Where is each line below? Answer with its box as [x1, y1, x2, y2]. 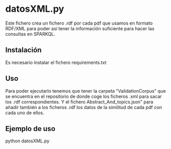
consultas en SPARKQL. [5, 31, 55, 37]
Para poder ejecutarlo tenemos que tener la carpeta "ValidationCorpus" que [5, 88, 166, 94]
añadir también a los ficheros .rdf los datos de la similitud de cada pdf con [5, 104, 162, 110]
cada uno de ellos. [5, 110, 45, 116]
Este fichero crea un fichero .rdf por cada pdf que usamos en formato [5, 20, 153, 26]
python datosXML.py [5, 138, 50, 144]
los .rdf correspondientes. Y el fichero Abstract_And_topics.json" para [5, 98, 154, 105]
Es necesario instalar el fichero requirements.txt [5, 59, 107, 66]
